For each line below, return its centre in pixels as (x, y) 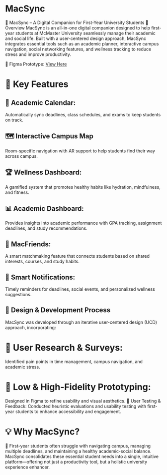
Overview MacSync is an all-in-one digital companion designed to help (78, 27)
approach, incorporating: (31, 327)
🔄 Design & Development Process (58, 310)
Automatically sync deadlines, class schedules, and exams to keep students (83, 114)
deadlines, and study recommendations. (46, 228)
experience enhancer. (27, 467)
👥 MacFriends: (28, 244)
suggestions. (18, 294)
